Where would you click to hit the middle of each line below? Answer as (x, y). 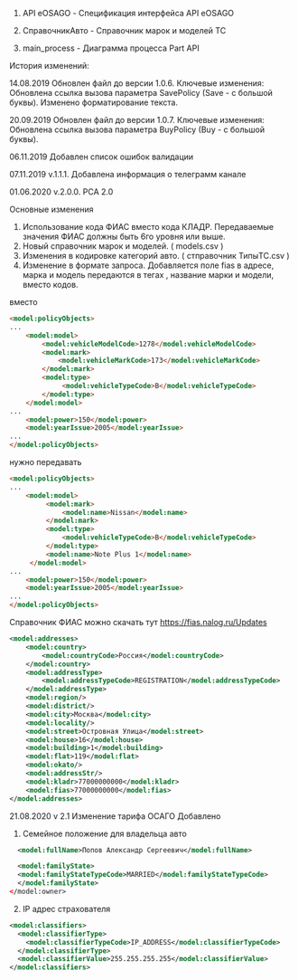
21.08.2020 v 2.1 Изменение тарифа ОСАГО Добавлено (115, 816)
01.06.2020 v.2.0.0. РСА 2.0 (61, 192)
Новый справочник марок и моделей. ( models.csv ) (123, 246)
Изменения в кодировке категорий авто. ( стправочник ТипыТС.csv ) (156, 256)
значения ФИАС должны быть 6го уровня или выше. (124, 236)
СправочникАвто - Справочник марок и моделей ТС (124, 30)
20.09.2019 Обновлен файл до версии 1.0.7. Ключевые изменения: (137, 120)
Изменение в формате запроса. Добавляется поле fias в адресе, (148, 265)
